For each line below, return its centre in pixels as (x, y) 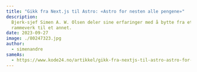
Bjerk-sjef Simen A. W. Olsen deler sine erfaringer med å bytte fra (98, 22)
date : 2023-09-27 (27, 33)
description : (22, 17)
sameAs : (16, 55)
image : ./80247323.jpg (34, 38)
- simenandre (27, 49)
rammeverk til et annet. (42, 28)
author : (16, 44)
